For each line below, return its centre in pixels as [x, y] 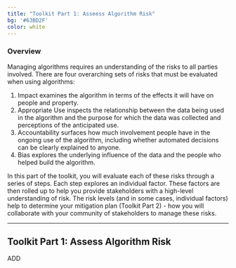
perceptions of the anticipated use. [68, 125]
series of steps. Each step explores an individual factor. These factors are [113, 183]
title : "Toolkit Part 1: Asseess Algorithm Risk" [81, 14]
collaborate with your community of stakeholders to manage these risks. [112, 213]
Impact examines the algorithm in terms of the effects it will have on [116, 95]
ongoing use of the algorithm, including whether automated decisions [118, 140]
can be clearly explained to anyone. [69, 147]
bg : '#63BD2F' [28, 20]
